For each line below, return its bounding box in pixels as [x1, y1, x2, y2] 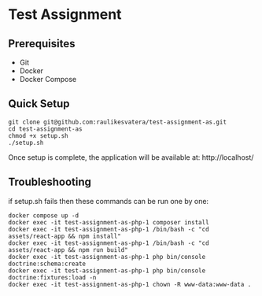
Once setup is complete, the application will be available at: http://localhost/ [8, 152, 254, 162]
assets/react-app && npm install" [8, 232, 122, 240]
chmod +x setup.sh [8, 131, 68, 139]
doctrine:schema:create [8, 260, 87, 268]
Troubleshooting [8, 176, 92, 189]
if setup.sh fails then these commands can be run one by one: [8, 196, 209, 205]
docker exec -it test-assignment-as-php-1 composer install [8, 218, 210, 226]
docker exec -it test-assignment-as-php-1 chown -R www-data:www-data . [8, 280, 252, 288]
